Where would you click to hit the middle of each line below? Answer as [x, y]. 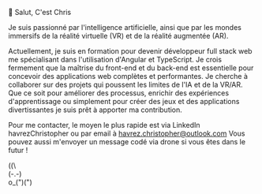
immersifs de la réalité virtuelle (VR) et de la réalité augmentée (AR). [118, 36]
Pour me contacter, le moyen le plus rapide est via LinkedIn [104, 125]
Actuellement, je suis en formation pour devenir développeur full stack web [130, 51]
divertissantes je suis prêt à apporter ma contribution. [95, 110]
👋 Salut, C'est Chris [40, 12]
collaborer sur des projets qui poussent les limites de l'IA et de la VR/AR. [125, 84]
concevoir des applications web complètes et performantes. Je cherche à [128, 76]
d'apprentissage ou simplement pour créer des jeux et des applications [124, 101]
